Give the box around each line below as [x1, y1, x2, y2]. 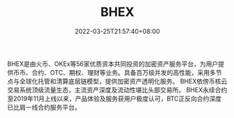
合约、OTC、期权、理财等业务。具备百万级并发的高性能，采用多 [31, 68, 217, 76]
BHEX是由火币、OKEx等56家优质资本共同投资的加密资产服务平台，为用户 [7, 60, 219, 68]
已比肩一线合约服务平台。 [7, 103, 81, 111]
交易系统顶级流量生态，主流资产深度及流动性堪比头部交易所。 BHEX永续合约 [7, 85, 228, 94]
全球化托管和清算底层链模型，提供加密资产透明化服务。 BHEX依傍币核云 [19, 77, 228, 85]
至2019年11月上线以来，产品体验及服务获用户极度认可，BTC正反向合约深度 [7, 94, 222, 103]
